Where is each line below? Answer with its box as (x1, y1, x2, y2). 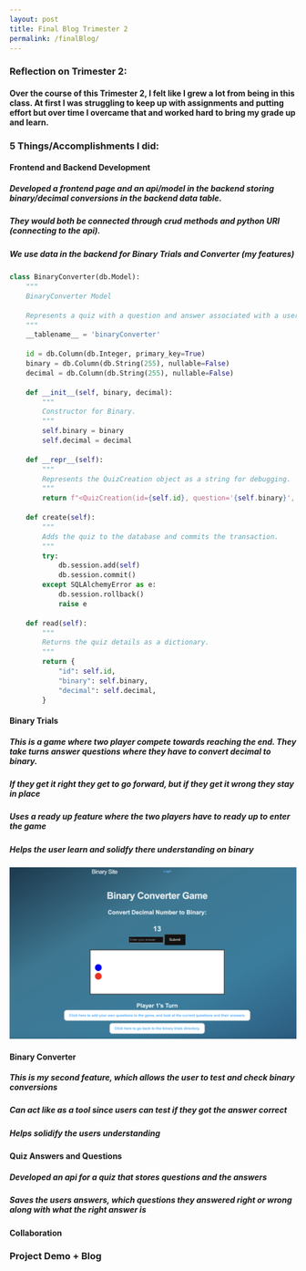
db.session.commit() (57, 571, 137, 580)
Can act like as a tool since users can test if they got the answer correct (9, 1104, 288, 1116)
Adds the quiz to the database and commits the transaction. (42, 532, 280, 542)
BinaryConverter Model (25, 292, 112, 301)
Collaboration (9, 1227, 62, 1238)
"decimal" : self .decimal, (57, 686, 157, 695)
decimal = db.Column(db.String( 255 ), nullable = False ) (25, 368, 234, 377)
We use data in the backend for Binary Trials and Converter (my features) (9, 248, 295, 259)
